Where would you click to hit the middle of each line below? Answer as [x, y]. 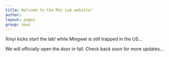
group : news [18, 24]
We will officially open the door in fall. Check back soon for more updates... [84, 49]
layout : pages [20, 20]
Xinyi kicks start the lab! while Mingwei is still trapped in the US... [74, 39]
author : [14, 15]
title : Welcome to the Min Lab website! [49, 10]
